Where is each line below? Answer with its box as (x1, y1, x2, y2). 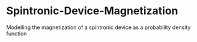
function (6, 30, 27, 37)
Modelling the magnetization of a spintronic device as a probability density (6, 24, 191, 31)
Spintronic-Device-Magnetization (6, 4, 178, 18)
